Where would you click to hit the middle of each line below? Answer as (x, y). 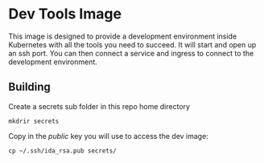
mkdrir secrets (34, 121)
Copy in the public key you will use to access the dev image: (109, 136)
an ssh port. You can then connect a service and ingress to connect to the (131, 53)
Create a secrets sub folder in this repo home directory (99, 106)
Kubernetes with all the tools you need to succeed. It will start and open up (132, 44)
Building (29, 87)
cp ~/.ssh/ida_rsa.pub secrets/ (62, 151)
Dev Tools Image (65, 14)
